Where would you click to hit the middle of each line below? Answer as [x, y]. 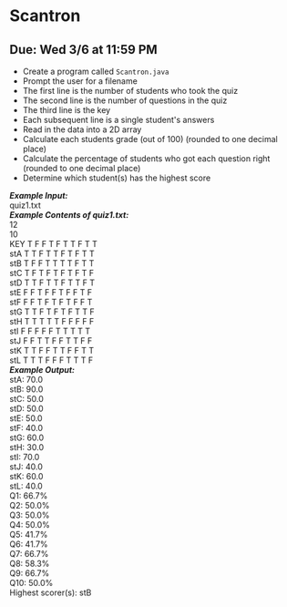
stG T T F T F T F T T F [52, 312]
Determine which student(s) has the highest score [117, 178]
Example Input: [39, 195]
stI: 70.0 [25, 457]
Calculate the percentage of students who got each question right [146, 159]
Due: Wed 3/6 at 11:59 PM [83, 50]
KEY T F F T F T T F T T [53, 244]
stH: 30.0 [26, 447]
